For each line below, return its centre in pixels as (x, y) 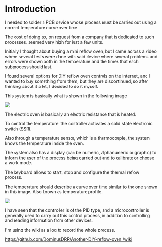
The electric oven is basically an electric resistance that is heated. (71, 114)
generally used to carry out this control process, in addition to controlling (78, 215)
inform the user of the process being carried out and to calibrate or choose (80, 158)
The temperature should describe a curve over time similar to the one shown (81, 187)
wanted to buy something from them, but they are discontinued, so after (77, 81)
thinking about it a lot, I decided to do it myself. (52, 86)
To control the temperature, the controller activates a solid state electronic (79, 123)
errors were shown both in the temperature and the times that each (72, 61)
